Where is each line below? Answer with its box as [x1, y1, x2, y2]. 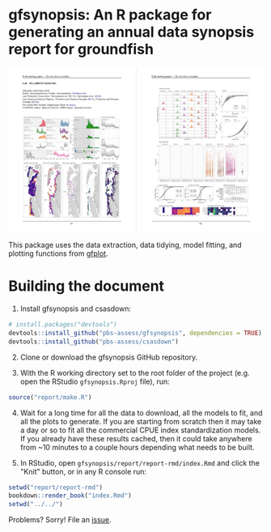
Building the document [8, 277, 164, 296]
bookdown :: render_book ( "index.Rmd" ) [8, 492, 132, 500]
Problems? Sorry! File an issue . [8, 515, 112, 525]
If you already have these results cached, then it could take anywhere [19, 433, 252, 443]
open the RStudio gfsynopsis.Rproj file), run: [19, 377, 170, 386]
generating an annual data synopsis [8, 23, 255, 41]
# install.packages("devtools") [8, 321, 117, 329]
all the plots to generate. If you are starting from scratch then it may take [19, 416, 262, 426]
